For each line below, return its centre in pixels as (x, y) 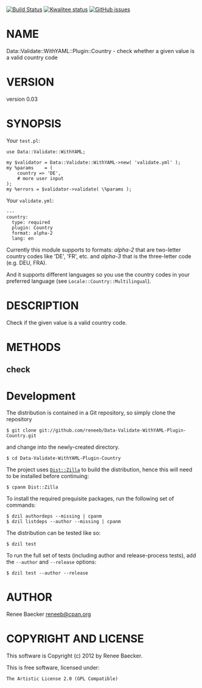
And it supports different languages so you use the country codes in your (98, 274)
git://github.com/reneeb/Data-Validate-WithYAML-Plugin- (113, 430)
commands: (21, 505)
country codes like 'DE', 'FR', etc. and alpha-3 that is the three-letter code (99, 256)
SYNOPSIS (34, 124)
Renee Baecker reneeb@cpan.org (49, 614)
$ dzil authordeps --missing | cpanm (54, 516)
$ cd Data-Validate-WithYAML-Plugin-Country (64, 458)
